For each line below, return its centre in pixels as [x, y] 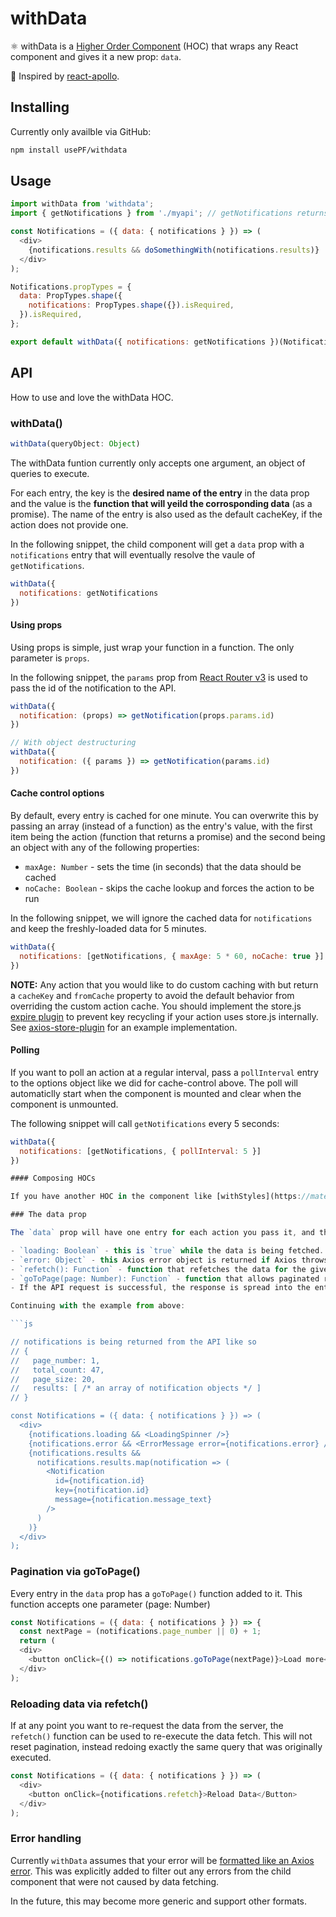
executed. [31, 1757]
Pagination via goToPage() [75, 1572]
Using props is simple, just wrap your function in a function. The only [152, 647]
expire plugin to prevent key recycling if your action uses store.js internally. [164, 1016]
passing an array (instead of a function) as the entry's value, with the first [161, 826]
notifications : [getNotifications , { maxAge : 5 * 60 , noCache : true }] [172, 956]
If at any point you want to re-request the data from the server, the [147, 1725]
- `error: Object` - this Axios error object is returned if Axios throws [169, 1260]
